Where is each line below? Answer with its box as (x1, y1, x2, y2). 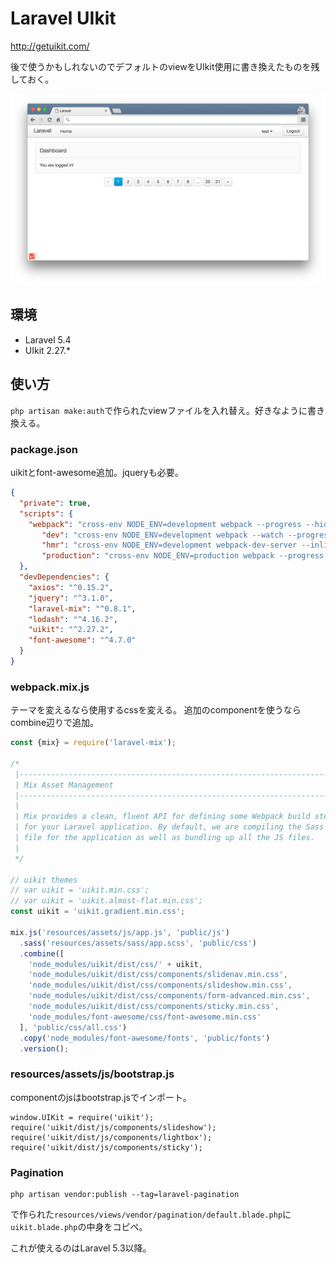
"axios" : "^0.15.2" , (28, 582, 114, 592)
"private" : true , (19, 498, 92, 508)
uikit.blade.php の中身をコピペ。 (10, 1221, 148, 1233)
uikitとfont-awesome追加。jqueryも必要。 (10, 467, 184, 479)
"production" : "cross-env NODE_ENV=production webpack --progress (41, 551, 325, 561)
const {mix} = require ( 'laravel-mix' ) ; (10, 738, 177, 748)
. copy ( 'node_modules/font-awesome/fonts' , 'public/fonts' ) (19, 1033, 271, 1043)
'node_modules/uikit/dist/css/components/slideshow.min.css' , (28, 980, 293, 991)
